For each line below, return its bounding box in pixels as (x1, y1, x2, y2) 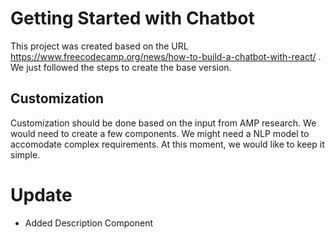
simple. (10, 148, 41, 161)
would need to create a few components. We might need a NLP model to (10, 127, 310, 139)
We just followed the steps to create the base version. (10, 61, 232, 73)
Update (10, 183, 73, 206)
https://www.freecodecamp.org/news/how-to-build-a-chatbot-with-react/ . (10, 50, 322, 62)
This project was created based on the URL (10, 40, 189, 52)
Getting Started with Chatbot (10, 7, 255, 30)
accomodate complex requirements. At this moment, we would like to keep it (10, 138, 325, 150)
